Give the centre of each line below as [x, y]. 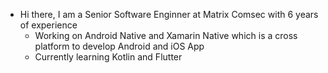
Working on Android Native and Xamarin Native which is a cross [166, 35]
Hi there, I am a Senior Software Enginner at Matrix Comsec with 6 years [169, 14]
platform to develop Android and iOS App [119, 46]
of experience [48, 25]
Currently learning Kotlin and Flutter [108, 57]
